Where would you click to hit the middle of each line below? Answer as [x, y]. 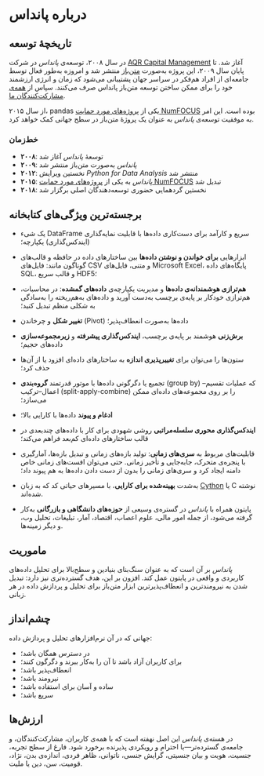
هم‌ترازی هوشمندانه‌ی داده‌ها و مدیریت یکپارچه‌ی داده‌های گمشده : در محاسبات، [133, 289]
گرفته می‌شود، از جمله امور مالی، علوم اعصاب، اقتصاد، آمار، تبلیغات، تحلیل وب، [136, 517]
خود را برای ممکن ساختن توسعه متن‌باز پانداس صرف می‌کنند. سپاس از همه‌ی [121, 87]
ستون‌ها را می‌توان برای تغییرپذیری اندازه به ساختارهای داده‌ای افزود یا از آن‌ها [132, 359]
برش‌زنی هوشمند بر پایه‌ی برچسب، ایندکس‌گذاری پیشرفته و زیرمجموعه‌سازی [132, 336]
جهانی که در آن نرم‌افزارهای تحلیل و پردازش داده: [81, 638]
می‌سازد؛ [33, 400]
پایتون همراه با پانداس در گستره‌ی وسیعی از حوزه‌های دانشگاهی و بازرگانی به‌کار [136, 509]
